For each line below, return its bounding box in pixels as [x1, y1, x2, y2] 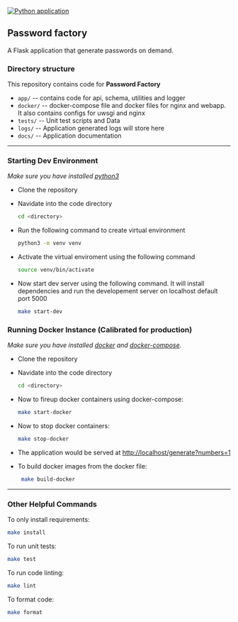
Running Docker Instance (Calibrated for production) [7, 324, 193, 334]
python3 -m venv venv [17, 240, 82, 247]
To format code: [7, 595, 55, 604]
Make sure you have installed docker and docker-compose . [7, 341, 182, 349]
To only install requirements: [7, 515, 90, 523]
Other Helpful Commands [7, 499, 97, 509]
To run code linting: [7, 568, 64, 577]
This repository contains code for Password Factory [7, 80, 161, 89]
